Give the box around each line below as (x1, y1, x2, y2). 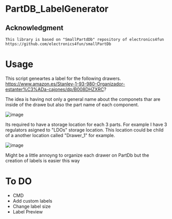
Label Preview (12, 208, 43, 215)
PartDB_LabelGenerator (5, 3, 109, 15)
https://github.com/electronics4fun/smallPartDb (5, 41, 111, 47)
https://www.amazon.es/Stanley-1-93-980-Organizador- (5, 80, 125, 87)
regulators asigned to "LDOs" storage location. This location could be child (5, 126, 164, 133)
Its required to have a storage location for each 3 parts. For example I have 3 (5, 121, 167, 127)
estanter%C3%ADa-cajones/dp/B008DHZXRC (5, 86, 104, 92)
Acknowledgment (5, 24, 64, 32)
